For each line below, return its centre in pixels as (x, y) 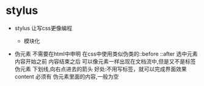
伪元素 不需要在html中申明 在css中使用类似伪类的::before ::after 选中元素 (106, 54)
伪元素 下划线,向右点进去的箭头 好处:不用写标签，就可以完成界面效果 (100, 69)
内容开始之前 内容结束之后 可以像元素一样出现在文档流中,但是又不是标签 (105, 61)
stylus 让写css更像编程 (43, 28)
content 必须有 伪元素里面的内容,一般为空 (67, 76)
